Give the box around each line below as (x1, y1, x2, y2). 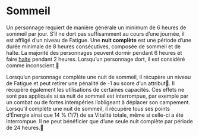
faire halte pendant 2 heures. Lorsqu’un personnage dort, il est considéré (6, 55, 185, 63)
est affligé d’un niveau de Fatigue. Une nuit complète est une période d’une (6, 36, 192, 43)
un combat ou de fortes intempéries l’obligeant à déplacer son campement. (6, 98, 191, 105)
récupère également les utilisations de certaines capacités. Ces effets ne (6, 86, 185, 93)
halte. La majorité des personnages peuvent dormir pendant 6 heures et (6, 49, 182, 56)
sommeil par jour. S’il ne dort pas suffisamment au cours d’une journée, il (6, 30, 185, 37)
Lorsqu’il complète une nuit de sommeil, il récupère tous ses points (6, 105, 170, 112)
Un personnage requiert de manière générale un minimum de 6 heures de (6, 24, 187, 31)
